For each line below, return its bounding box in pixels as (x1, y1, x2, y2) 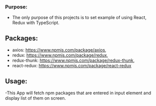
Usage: (5, 77, 28, 85)
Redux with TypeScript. (12, 20, 60, 26)
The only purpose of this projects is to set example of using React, (12, 15, 147, 21)
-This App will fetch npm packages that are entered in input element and (5, 90, 151, 96)
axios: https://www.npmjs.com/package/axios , (12, 47, 106, 53)
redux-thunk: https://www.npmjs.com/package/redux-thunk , (12, 57, 135, 63)
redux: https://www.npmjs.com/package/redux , (12, 53, 108, 58)
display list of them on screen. (5, 95, 66, 101)
